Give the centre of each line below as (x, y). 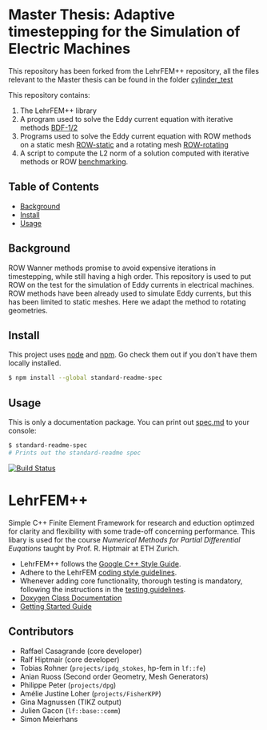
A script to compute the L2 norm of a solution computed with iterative (134, 153)
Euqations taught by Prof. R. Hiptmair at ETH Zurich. (94, 548)
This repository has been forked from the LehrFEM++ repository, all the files (134, 71)
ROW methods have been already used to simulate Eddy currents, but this (130, 293)
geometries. (28, 310)
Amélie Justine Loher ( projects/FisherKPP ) (90, 693)
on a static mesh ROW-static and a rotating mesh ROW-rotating (124, 144)
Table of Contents (54, 187)
